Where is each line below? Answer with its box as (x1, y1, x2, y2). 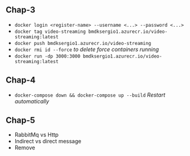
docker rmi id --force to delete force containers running (14, 46, 160, 53)
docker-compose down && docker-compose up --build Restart (14, 91, 166, 98)
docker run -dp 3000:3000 (14, 53, 80, 59)
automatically (14, 97, 49, 105)
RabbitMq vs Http (14, 131, 59, 138)
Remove (14, 144, 35, 151)
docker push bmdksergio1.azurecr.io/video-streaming (14, 40, 152, 46)
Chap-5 (5, 115, 35, 126)
